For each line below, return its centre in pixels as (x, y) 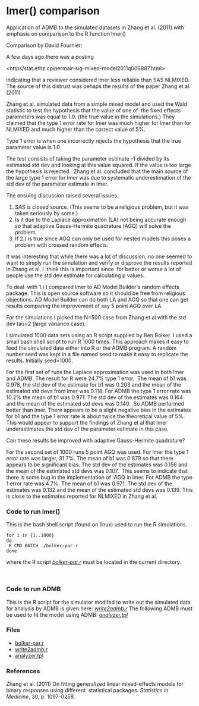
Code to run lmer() (33, 512)
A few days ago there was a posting (50, 57)
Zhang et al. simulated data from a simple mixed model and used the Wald (97, 104)
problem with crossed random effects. (61, 244)
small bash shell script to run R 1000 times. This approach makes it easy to (97, 341)
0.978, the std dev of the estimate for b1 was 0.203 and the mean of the (94, 384)
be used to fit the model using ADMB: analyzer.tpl (67, 614)
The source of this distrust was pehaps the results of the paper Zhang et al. (99, 86)
